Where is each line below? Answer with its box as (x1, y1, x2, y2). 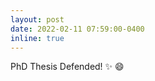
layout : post (10, 14, 65, 25)
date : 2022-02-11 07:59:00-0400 (10, 24, 145, 34)
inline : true (10, 33, 65, 43)
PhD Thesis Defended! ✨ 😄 (10, 61, 125, 73)
